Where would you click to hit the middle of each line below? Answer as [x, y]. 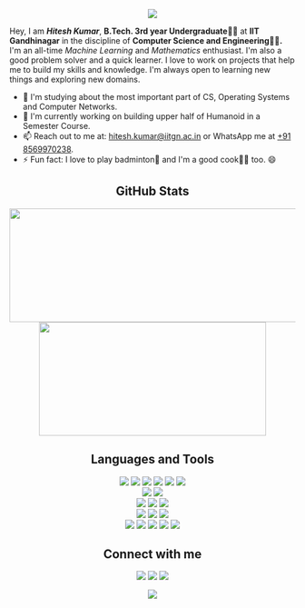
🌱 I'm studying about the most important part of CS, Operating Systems [156, 97]
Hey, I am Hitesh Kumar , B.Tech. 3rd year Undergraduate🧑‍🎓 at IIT [135, 31]
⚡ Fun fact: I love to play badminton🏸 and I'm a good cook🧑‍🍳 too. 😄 [149, 159]
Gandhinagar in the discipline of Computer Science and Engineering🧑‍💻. [146, 40]
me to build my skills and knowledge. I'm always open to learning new [140, 70]
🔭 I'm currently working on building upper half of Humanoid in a [141, 116]
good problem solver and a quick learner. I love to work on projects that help [152, 60]
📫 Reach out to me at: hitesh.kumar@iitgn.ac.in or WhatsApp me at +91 [157, 136]
